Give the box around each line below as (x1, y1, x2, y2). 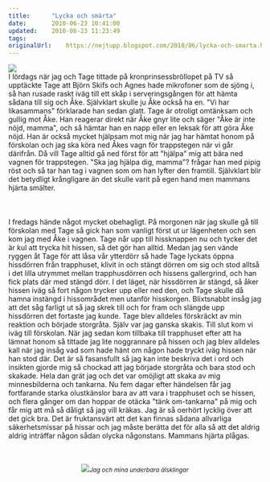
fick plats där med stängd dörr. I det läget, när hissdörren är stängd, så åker (8, 277, 259, 286)
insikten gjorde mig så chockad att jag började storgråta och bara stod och (8, 363, 256, 373)
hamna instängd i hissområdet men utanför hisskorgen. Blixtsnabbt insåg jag (8, 295, 262, 304)
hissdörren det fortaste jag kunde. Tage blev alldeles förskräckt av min (8, 311, 243, 321)
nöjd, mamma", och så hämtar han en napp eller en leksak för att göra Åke (8, 123, 254, 133)
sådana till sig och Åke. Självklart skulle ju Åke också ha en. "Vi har (8, 97, 230, 107)
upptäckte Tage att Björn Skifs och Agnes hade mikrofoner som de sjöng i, (8, 80, 255, 90)
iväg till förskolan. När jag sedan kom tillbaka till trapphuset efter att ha (8, 328, 242, 338)
